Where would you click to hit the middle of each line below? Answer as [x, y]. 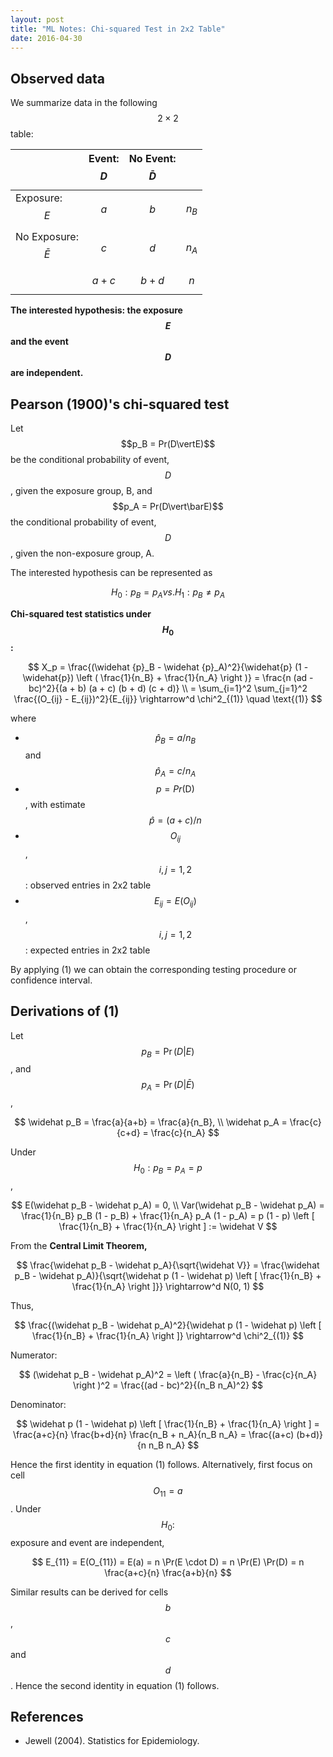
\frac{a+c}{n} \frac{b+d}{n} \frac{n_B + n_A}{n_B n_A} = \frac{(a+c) [154, 1434]
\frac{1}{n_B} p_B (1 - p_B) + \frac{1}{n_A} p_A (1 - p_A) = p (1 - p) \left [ [168, 1215]
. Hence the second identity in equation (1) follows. [115, 1685]
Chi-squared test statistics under [81, 613]
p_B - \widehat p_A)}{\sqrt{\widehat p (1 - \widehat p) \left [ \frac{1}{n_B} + [168, 1275]
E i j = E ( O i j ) [175, 901]
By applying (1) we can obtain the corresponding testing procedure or [153, 969]
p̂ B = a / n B [175, 738]
